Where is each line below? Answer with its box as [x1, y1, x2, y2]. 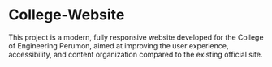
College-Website [8, 6, 125, 24]
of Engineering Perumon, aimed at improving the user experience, [8, 40, 229, 50]
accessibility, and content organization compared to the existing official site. [8, 49, 263, 59]
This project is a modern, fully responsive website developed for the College [8, 32, 264, 42]
